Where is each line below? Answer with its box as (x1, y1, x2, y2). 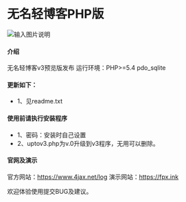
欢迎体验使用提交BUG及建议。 (7, 187, 93, 195)
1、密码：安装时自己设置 (16, 131, 86, 139)
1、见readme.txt (16, 97, 63, 105)
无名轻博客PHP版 (7, 6, 104, 22)
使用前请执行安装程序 (7, 114, 67, 122)
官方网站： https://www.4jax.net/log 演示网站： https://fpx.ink (7, 173, 179, 181)
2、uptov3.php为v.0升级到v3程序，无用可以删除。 (16, 139, 159, 147)
